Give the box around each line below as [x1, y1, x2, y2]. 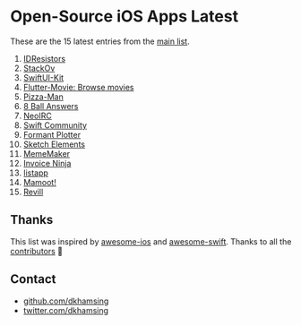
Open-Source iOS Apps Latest [10, 6, 239, 27]
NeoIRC [22, 110, 52, 121]
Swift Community [22, 119, 88, 131]
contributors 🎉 [10, 245, 64, 256]
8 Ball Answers [22, 100, 79, 111]
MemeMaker [22, 148, 71, 158]
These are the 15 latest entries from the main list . [10, 36, 191, 47]
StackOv [22, 63, 56, 73]
